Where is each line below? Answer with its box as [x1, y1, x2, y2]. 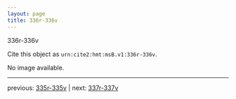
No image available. [7, 63, 65, 72]
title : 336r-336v [7, 17, 58, 24]
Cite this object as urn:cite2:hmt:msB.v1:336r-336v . [7, 50, 157, 58]
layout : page [7, 10, 46, 18]
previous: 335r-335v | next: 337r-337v [7, 84, 119, 92]
